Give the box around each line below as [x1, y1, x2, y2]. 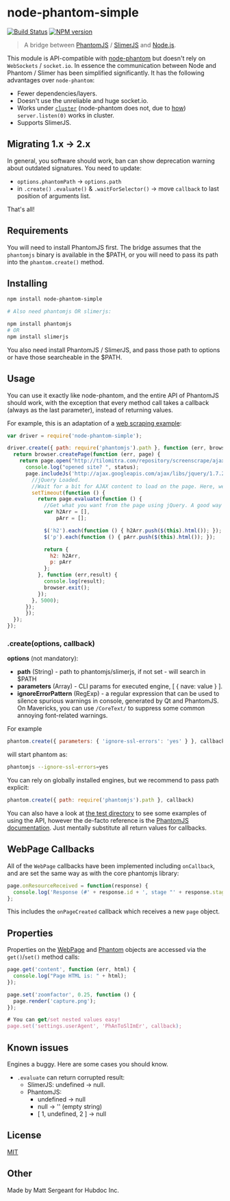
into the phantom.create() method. [7, 257, 105, 266]
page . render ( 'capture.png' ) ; [13, 997, 97, 1005]
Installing [7, 277, 48, 289]
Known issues [7, 1042, 69, 1053]
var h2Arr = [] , [43, 509, 90, 515]
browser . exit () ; [43, 584, 90, 591]
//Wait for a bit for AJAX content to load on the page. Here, [31, 482, 216, 490]
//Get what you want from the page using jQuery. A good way [43, 502, 222, 509]
